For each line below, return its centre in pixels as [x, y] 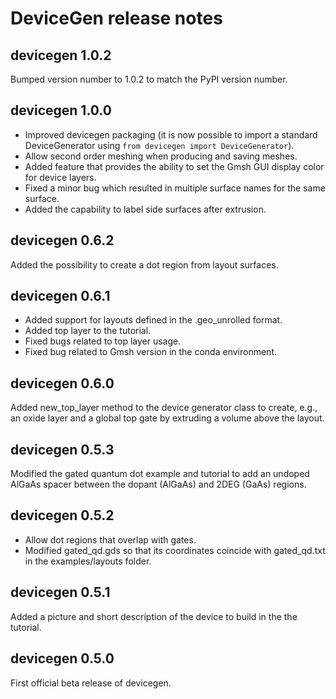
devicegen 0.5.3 [62, 449]
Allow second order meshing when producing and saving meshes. [161, 156]
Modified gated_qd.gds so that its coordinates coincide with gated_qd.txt [175, 550]
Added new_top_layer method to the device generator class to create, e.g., [164, 408]
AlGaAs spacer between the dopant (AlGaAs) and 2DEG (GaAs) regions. [158, 484]
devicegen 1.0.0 [61, 110]
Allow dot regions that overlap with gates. [110, 539]
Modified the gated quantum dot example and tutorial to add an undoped [160, 474]
